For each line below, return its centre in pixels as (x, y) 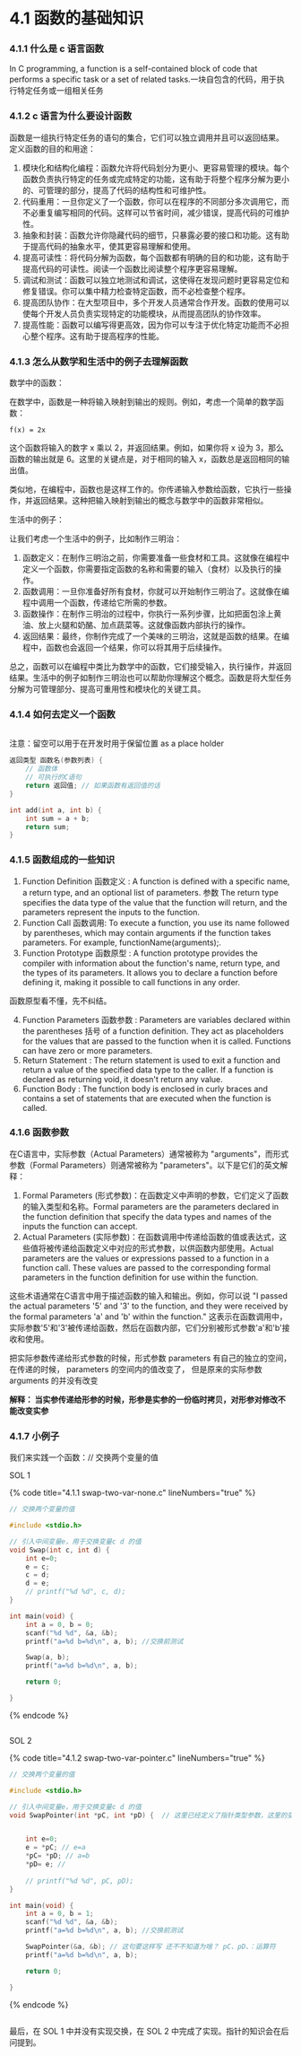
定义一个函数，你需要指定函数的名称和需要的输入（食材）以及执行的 (148, 569)
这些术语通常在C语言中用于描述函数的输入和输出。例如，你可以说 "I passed (149, 1295)
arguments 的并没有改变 (54, 1380)
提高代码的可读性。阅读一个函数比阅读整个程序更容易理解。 (132, 268)
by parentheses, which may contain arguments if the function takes (146, 932)
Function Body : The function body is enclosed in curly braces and (145, 1089)
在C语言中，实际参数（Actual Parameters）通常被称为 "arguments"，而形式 (149, 1153)
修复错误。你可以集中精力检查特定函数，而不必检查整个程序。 (136, 291)
